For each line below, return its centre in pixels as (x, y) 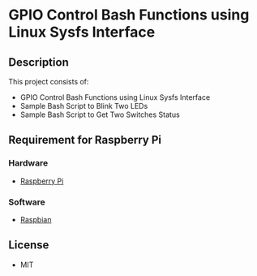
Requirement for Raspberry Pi (85, 140)
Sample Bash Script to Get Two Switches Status (100, 114)
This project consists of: (49, 82)
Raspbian (36, 219)
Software (27, 202)
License (29, 245)
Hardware (28, 163)
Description (39, 62)
